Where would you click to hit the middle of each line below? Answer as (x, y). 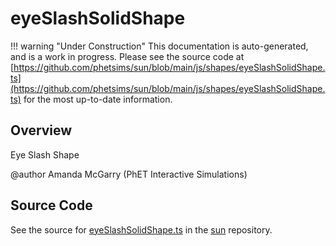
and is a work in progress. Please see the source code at (127, 56)
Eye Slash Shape (45, 154)
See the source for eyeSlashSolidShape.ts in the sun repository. (141, 229)
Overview (41, 130)
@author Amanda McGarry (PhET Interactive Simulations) (129, 174)
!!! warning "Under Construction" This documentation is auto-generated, (159, 46)
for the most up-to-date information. (98, 99)
